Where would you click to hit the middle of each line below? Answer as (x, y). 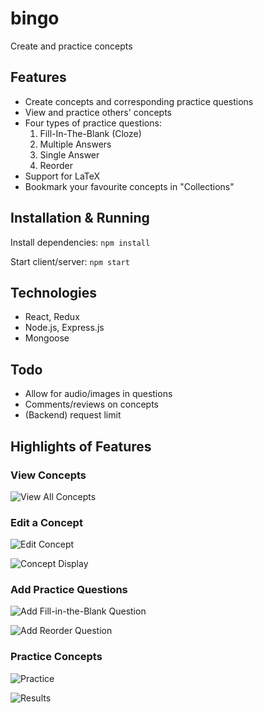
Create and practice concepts (71, 46)
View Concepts (48, 475)
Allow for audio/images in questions (98, 394)
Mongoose (47, 338)
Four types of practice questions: (93, 123)
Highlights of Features (81, 446)
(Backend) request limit (73, 415)
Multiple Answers (75, 144)
